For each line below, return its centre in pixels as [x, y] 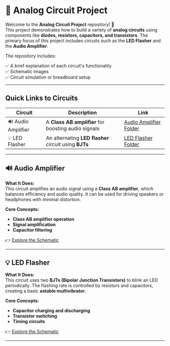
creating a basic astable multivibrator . [46, 291]
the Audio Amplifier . [27, 46]
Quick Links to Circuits [42, 98]
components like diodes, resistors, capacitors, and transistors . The [77, 35]
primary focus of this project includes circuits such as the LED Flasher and [83, 41]
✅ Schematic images [27, 71]
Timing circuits [29, 322]
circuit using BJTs [67, 144]
